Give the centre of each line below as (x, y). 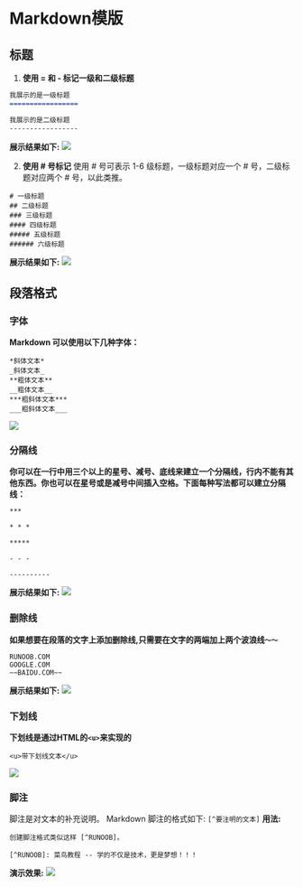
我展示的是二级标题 (40, 120)
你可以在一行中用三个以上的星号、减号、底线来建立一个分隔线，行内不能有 (147, 472)
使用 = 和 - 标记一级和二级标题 (78, 78)
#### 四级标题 (33, 225)
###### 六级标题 (37, 244)
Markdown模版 (66, 19)
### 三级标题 (31, 215)
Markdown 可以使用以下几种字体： (74, 342)
